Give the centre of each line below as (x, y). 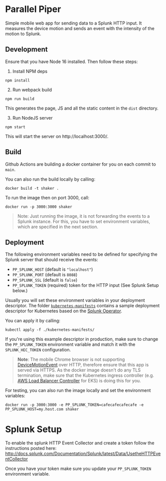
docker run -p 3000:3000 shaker (39, 207)
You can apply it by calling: (33, 321)
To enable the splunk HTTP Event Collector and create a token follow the (80, 443)
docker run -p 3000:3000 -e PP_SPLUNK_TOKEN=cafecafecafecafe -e (74, 405)
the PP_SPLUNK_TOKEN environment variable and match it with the (70, 344)
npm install (17, 80)
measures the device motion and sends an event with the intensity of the (80, 28)
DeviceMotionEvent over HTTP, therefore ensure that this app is (83, 365)
